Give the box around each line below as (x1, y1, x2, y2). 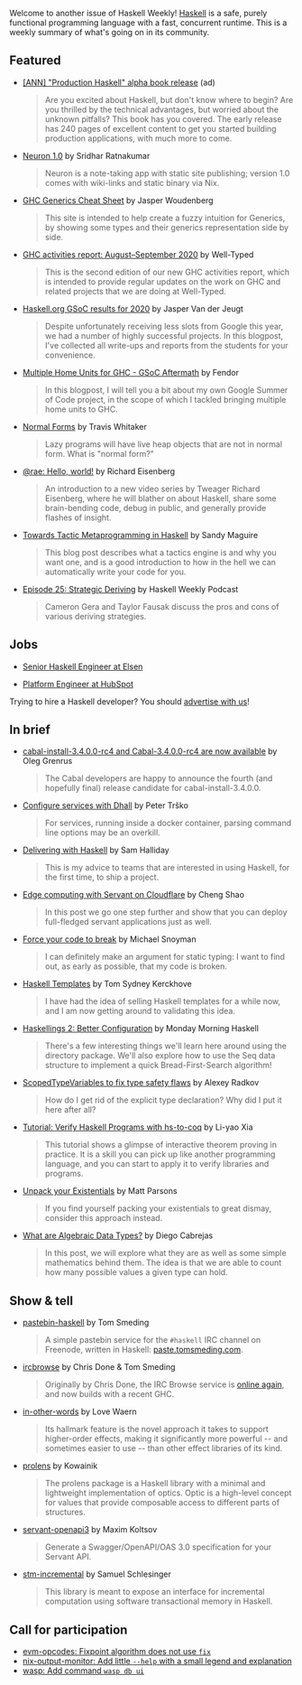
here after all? (44, 1104, 96, 1115)
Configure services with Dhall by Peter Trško (22, 800, 189, 811)
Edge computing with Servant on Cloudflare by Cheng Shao (22, 889, 245, 900)
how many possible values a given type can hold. (44, 1267, 228, 1278)
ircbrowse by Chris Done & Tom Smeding (22, 1362, 176, 1373)
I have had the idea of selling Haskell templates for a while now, (44, 996, 281, 1007)
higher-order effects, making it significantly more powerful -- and (44, 1433, 288, 1444)
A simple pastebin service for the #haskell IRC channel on (44, 1335, 261, 1345)
